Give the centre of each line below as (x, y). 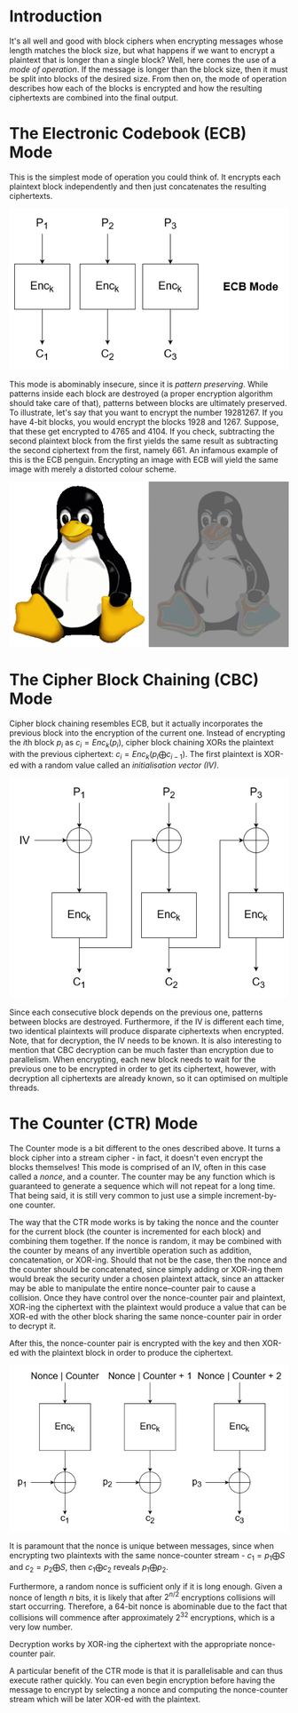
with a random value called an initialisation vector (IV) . (120, 765)
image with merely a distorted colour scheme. (93, 469)
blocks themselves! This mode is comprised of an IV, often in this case (138, 1167)
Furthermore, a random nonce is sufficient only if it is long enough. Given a (146, 1586)
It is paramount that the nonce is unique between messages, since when (142, 1546)
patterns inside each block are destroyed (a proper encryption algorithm (141, 394)
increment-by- (251, 1195)
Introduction (56, 16)
